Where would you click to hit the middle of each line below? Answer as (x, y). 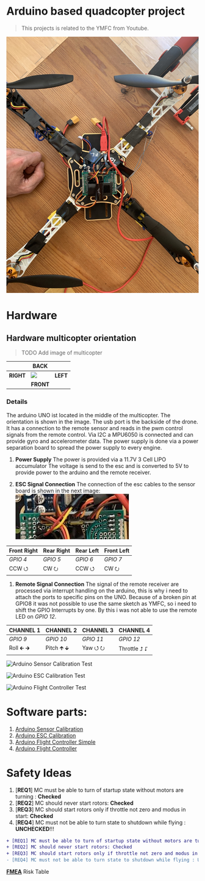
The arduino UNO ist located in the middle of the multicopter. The (88, 415)
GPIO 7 (113, 559)
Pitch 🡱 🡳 (57, 648)
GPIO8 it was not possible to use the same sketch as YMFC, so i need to (106, 604)
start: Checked (34, 816)
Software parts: (47, 712)
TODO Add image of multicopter (62, 353)
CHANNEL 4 (135, 630)
